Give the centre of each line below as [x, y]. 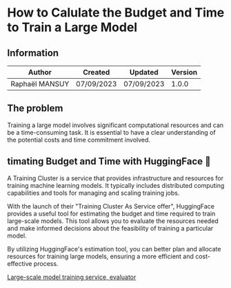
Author [40, 72]
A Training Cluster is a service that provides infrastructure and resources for [115, 178]
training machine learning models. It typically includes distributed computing [116, 185]
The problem [35, 108]
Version [184, 72]
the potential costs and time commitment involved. [79, 140]
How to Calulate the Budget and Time [116, 13]
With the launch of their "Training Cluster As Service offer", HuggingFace [111, 206]
